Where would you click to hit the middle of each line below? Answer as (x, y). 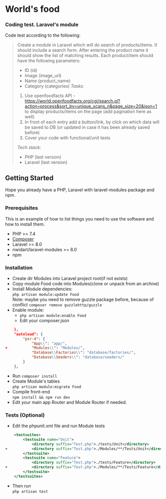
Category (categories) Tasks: (54, 86)
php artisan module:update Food (45, 294)
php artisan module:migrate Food (47, 387)
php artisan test (30, 492)
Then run (21, 486)
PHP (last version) (43, 157)
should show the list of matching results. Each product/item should (85, 55)
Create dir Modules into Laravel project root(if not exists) (70, 278)
